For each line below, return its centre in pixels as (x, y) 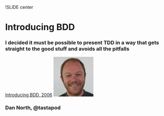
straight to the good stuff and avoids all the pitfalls (67, 49)
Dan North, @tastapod (33, 108)
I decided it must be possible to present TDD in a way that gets (82, 43)
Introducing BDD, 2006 (29, 95)
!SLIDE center (19, 7)
